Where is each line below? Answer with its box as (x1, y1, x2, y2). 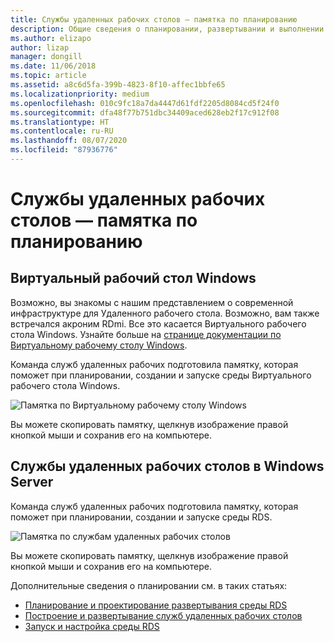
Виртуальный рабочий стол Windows (10, 270, 257, 287)
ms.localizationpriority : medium (10, 89, 150, 99)
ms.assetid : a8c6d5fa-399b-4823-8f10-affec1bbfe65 (10, 80, 226, 90)
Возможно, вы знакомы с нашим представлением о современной (10, 296, 294, 308)
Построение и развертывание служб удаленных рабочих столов (24, 609, 303, 621)
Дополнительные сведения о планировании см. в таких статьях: (10, 579, 288, 591)
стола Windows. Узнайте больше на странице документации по (10, 328, 282, 340)
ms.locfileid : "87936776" (10, 145, 118, 155)
